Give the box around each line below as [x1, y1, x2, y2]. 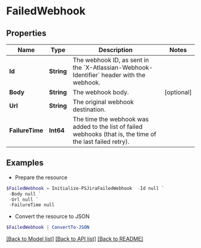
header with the [101, 71, 145, 79]
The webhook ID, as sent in [72, 56, 150, 64]
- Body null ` [8, 190, 42, 197]
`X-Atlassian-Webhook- [83, 63, 153, 71]
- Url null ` [8, 196, 39, 202]
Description [98, 46, 133, 54]
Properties [6, 28, 47, 38]
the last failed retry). [72, 138, 130, 146]
